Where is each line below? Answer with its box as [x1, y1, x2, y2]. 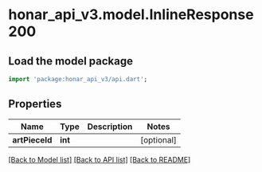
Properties [8, 97, 62, 111]
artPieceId [12, 134, 53, 145]
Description [87, 121, 133, 132]
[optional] [140, 134, 178, 145]
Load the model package [8, 54, 134, 68]
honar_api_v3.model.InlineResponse [8, 6, 254, 24]
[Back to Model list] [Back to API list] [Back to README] [8, 154, 191, 164]
